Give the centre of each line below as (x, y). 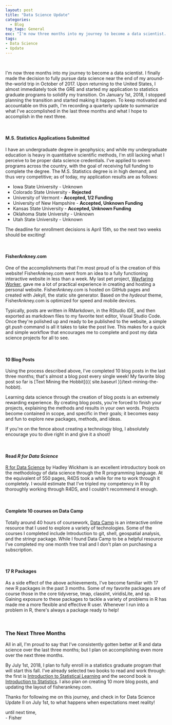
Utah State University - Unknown (48, 219)
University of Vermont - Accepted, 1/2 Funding (63, 198)
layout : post (19, 10)
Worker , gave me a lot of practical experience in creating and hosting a (80, 284)
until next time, (21, 712)
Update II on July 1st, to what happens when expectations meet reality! (80, 702)
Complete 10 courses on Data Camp (44, 511)
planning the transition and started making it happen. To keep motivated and (86, 100)
